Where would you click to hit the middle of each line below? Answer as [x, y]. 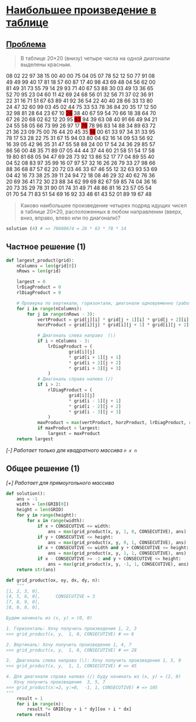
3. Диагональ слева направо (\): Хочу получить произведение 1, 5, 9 [94, 661]
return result [34, 715]
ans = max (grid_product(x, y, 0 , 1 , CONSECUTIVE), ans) [117, 542]
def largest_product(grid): [40, 260]
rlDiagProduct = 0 [39, 293]
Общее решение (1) [43, 469]
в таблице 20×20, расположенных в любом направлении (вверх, [101, 212]
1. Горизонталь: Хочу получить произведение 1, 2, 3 [71, 628]
